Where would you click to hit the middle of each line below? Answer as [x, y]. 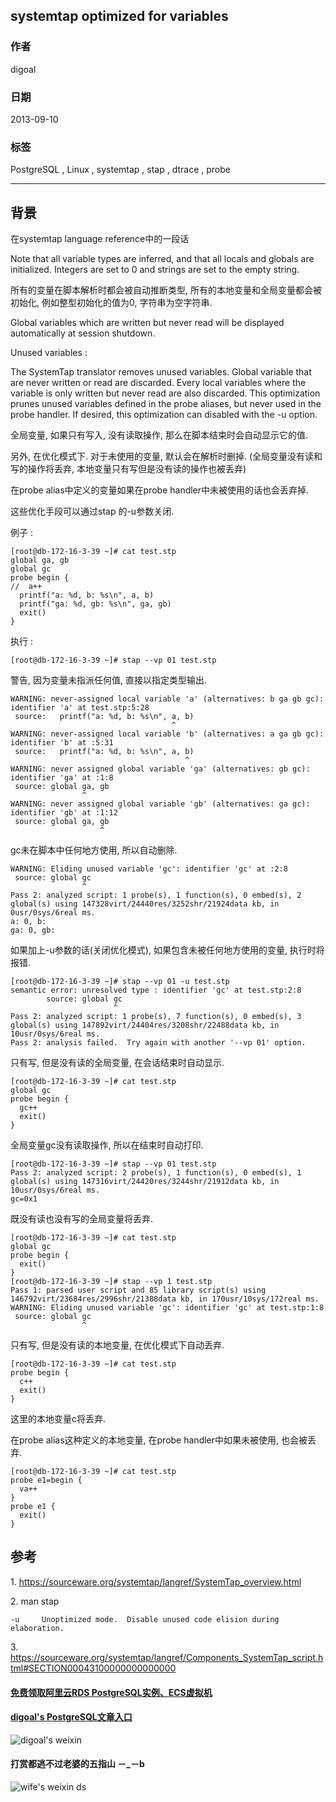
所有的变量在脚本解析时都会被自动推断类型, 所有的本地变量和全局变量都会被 [166, 290]
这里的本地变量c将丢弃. [58, 1419]
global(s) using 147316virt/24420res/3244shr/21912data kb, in [145, 1182]
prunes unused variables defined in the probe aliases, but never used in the [166, 404]
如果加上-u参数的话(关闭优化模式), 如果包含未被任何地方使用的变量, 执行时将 [167, 950]
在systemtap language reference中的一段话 [100, 239]
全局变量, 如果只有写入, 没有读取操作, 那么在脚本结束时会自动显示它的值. [159, 435]
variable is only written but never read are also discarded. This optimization [165, 393]
